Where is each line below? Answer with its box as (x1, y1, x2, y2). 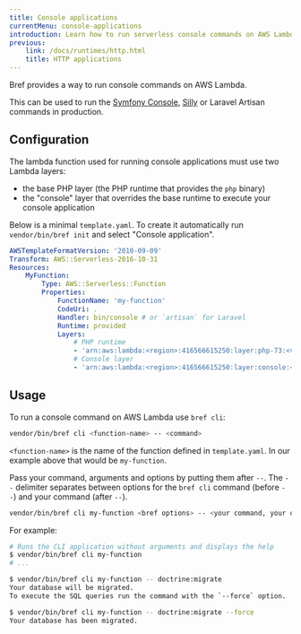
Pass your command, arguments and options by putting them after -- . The (9, 472, 284, 482)
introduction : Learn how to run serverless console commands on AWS (9, 30, 271, 39)
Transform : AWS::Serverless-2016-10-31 (9, 255, 159, 264)
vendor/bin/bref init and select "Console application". (9, 229, 215, 239)
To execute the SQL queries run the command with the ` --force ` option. (9, 591, 287, 601)
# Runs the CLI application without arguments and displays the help (9, 542, 275, 551)
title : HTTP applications (25, 55, 123, 64)
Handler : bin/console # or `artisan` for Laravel (56, 313, 246, 322)
